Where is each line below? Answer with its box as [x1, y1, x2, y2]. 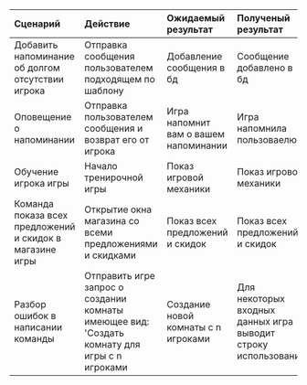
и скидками [84, 249, 137, 262]
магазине [14, 243, 57, 255]
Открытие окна [84, 203, 153, 216]
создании [84, 293, 127, 305]
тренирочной [84, 171, 143, 184]
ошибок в [14, 310, 57, 322]
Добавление [166, 50, 223, 62]
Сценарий [14, 17, 61, 30]
